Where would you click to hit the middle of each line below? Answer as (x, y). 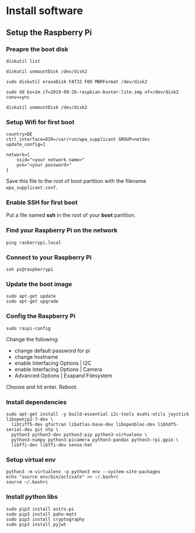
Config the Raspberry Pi (41, 316)
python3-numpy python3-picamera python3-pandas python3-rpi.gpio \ (95, 440)
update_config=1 (26, 145)
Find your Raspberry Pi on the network (62, 230)
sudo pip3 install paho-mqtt (41, 514)
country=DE (19, 134)
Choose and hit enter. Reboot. (42, 387)
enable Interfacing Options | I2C (53, 363)
